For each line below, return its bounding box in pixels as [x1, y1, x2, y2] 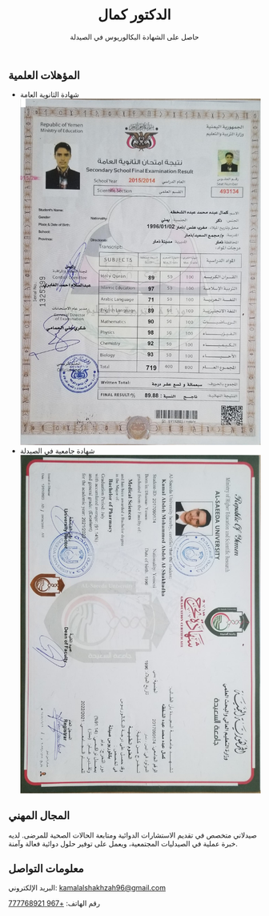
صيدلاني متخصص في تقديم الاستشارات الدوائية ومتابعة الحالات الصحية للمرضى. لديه [8, 830, 258, 840]
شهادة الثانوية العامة [19, 90, 80, 99]
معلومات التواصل [8, 862, 84, 875]
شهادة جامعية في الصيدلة [19, 446, 95, 456]
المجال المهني [8, 809, 70, 822]
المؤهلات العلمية [8, 68, 80, 82]
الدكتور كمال [98, 6, 171, 24]
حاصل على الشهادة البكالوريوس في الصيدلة [70, 32, 199, 42]
